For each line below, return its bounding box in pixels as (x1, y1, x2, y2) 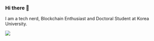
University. (5, 21, 27, 27)
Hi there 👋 (5, 4, 30, 11)
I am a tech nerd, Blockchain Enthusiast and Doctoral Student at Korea (5, 16, 150, 22)
